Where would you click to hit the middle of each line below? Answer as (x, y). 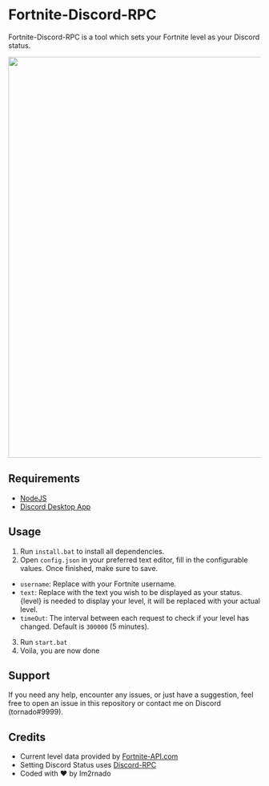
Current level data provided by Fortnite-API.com (99, 756)
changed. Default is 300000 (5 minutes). (84, 626)
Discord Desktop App (55, 506)
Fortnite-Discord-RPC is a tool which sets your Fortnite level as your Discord (134, 37)
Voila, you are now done (60, 650)
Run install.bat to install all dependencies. (92, 551)
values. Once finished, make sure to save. (89, 568)
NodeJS (33, 498)
